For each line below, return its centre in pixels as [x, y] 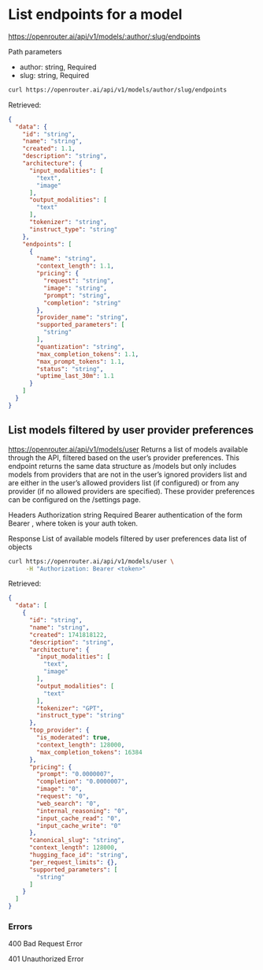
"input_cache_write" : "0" [79, 826]
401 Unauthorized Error [46, 959]
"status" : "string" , [70, 369]
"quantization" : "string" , [81, 346]
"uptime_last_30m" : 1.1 [75, 376]
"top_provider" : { [59, 730]
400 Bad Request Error [45, 944]
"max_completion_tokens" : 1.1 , [88, 354]
